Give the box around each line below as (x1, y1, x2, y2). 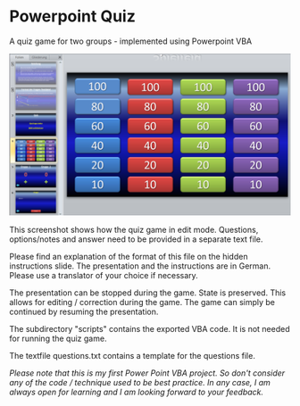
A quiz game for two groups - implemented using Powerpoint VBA (9, 36, 253, 46)
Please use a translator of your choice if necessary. (9, 269, 198, 280)
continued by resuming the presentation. (9, 306, 159, 317)
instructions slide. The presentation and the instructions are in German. (9, 261, 271, 271)
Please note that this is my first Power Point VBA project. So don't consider (9, 368, 286, 378)
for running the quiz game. (9, 333, 107, 344)
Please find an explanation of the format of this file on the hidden (9, 251, 248, 261)
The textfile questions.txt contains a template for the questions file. (9, 350, 256, 360)
